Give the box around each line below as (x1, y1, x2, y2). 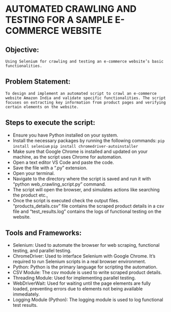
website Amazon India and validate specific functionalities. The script (5, 95, 166, 101)
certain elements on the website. (5, 104, 79, 109)
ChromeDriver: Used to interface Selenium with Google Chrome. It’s (12, 253, 156, 259)
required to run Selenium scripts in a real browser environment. (12, 259, 146, 265)
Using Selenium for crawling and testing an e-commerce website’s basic (5, 59, 164, 64)
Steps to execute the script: (5, 119, 96, 127)
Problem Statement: (5, 77, 71, 86)
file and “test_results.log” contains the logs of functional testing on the (12, 208, 162, 215)
